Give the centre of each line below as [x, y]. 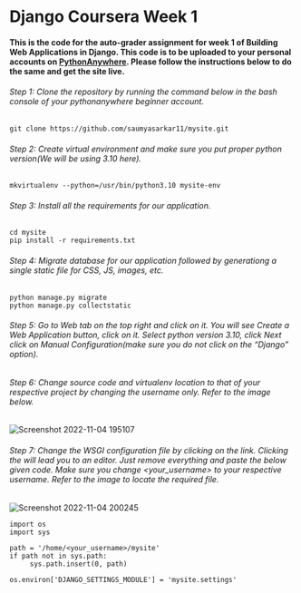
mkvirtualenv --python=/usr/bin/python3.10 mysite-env [115, 186]
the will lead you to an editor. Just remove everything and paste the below [148, 460]
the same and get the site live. [67, 71]
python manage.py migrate [58, 297]
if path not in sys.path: [58, 556]
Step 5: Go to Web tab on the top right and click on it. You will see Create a [150, 326]
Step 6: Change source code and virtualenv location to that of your [135, 382]
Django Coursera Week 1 [103, 17]
